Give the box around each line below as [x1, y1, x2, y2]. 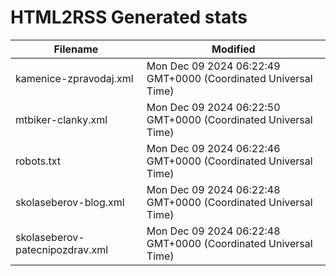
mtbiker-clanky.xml [15, 112, 108, 126]
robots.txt [15, 154, 62, 168]
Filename [53, 42, 99, 56]
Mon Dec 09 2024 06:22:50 [146, 100, 281, 114]
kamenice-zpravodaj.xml [15, 71, 134, 85]
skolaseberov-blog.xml [15, 195, 125, 209]
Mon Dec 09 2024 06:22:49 [146, 59, 281, 73]
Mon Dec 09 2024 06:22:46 [146, 141, 281, 155]
